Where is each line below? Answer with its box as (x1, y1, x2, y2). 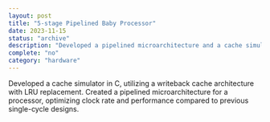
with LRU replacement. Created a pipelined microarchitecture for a (8, 87, 228, 96)
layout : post (8, 11, 52, 20)
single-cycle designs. (8, 104, 80, 113)
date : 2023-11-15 (8, 26, 67, 35)
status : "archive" (8, 34, 70, 43)
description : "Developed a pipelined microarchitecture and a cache (8, 42, 243, 50)
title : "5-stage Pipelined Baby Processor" (8, 19, 157, 27)
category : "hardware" (8, 57, 81, 65)
